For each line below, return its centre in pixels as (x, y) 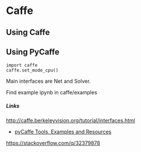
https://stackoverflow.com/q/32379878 (53, 143)
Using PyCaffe (33, 52)
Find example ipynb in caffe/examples (52, 93)
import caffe (22, 65)
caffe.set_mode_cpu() (32, 70)
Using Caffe (28, 32)
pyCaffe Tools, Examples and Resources (63, 132)
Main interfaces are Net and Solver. (49, 81)
